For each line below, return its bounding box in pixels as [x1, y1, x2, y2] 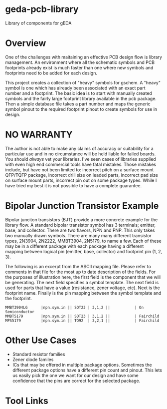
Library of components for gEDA [5, 20, 72, 26]
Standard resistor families [12, 351, 65, 357]
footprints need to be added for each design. [5, 70, 97, 76]
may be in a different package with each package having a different [5, 243, 144, 249]
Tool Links [5, 395, 48, 407]
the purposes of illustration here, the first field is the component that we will [5, 274, 161, 280]
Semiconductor [5, 309, 35, 314]
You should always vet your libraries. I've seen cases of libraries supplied [5, 156, 156, 162]
